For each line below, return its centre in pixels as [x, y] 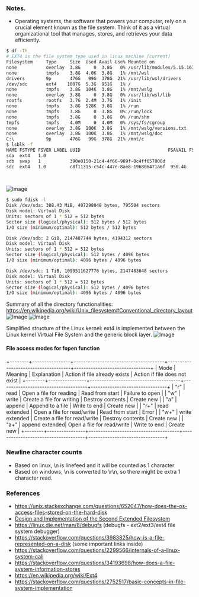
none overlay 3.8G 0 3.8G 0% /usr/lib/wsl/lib [88, 95]
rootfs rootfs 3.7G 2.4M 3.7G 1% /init [74, 101]
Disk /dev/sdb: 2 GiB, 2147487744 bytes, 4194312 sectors [79, 238]
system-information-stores [48, 569]
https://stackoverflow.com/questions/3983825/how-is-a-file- [89, 538]
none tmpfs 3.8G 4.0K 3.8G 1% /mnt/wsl [78, 73]
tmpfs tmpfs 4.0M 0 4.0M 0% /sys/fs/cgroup [86, 123]
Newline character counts [44, 452]
